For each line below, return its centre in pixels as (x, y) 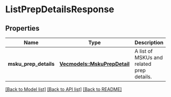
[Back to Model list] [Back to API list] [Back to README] (64, 89)
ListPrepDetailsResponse (60, 9)
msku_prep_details (31, 64)
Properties (22, 28)
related (143, 64)
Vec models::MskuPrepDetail (94, 64)
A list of (144, 51)
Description (149, 43)
